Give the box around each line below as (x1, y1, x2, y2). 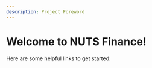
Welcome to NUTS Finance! (6, 34, 147, 48)
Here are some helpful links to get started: (6, 55, 111, 62)
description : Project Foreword (6, 8, 85, 15)
